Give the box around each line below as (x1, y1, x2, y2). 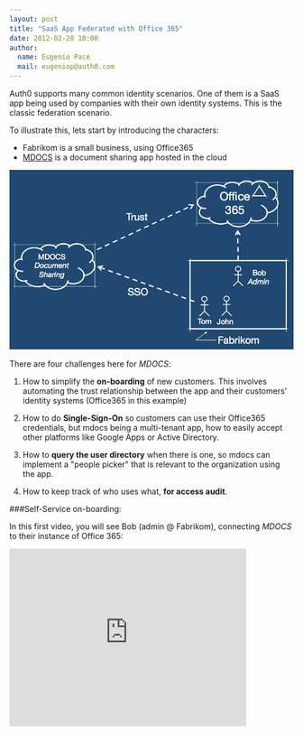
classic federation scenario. (9, 107, 113, 117)
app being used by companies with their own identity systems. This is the (9, 98, 282, 108)
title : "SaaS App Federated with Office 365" (9, 23, 183, 33)
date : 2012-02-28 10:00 (9, 33, 99, 42)
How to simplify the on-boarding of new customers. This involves (22, 376, 268, 387)
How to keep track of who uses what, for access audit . (22, 486, 228, 497)
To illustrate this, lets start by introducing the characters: (9, 125, 219, 135)
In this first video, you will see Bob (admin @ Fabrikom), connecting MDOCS (9, 520, 292, 532)
